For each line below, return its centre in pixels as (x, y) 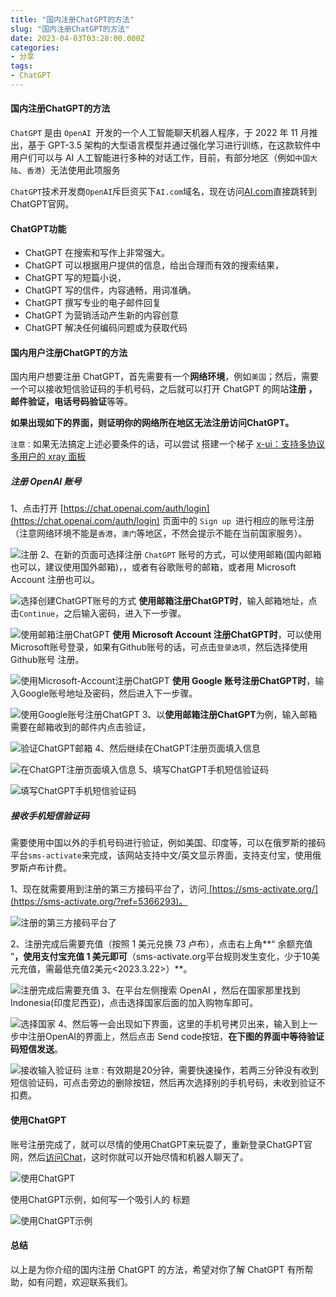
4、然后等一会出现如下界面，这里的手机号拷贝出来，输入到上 (183, 1024)
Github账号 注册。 (47, 660)
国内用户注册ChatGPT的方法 (69, 352)
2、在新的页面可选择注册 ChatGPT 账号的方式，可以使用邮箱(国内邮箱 (180, 555)
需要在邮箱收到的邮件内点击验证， (80, 727)
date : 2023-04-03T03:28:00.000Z (77, 38)
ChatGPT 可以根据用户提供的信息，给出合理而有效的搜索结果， (154, 265)
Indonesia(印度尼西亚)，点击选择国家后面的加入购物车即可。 (134, 1003)
